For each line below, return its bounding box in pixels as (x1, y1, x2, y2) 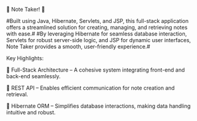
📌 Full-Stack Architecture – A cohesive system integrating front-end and (6, 66, 185, 73)
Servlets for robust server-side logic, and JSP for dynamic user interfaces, (6, 37, 191, 43)
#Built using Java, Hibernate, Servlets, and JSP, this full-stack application (6, 17, 189, 24)
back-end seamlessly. (6, 73, 61, 79)
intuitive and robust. (6, 109, 56, 116)
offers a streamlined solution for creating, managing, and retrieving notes (6, 24, 188, 31)
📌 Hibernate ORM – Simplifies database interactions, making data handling (6, 102, 191, 110)
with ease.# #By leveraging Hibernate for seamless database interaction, (6, 30, 187, 37)
